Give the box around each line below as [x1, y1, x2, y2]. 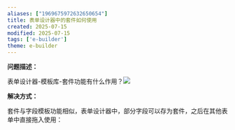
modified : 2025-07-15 [7, 29, 71, 37]
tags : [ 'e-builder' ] [7, 36, 68, 43]
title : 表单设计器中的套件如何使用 [7, 17, 97, 24]
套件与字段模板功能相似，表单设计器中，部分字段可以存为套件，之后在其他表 [7, 107, 228, 115]
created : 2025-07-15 [7, 23, 68, 30]
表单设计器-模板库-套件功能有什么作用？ [7, 77, 124, 86]
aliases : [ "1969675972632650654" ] [7, 10, 108, 17]
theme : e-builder [7, 42, 58, 49]
